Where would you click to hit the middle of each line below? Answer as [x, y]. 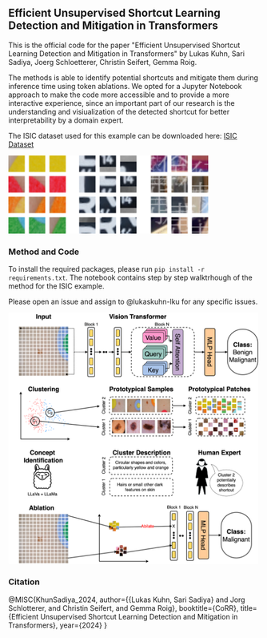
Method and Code [44, 252]
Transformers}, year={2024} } [58, 625]
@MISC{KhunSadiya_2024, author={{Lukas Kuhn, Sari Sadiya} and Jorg [127, 600]
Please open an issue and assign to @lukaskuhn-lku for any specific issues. [133, 301]
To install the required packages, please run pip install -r [107, 269]
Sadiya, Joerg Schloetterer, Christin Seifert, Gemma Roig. [103, 62]
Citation [24, 582]
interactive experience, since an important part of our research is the [122, 103]
